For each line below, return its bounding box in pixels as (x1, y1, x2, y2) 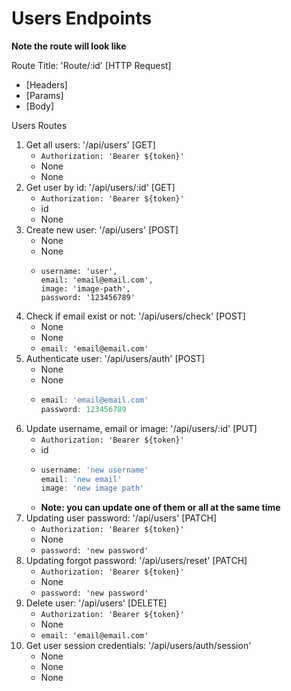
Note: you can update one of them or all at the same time (40, 502, 281, 514)
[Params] (25, 89, 64, 101)
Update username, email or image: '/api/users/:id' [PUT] (25, 422, 258, 434)
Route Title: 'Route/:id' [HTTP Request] (11, 59, 172, 71)
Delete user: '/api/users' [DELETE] (25, 597, 168, 609)
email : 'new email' (40, 474, 123, 484)
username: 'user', (40, 266, 118, 276)
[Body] (25, 100, 55, 112)
